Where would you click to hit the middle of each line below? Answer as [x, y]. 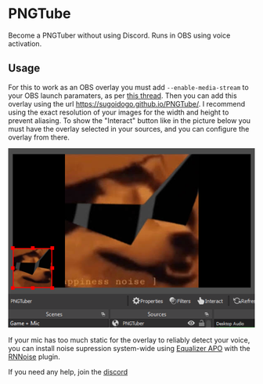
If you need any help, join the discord [68, 372]
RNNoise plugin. [34, 357]
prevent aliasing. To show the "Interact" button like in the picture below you [130, 120]
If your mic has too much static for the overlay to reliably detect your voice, [129, 340]
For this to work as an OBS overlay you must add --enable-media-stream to [128, 87]
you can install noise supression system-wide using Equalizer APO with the [129, 349]
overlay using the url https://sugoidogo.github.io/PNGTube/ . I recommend [127, 103]
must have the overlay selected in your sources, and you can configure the [129, 129]
